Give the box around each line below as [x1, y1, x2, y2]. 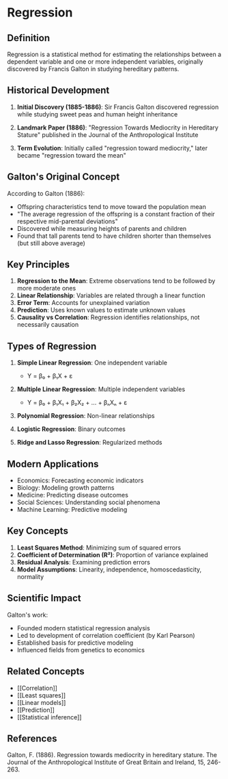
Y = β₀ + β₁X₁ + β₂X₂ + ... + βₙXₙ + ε [27, 399, 128, 407]
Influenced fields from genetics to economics [16, 645, 145, 654]
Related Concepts [7, 666, 85, 678]
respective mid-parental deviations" [16, 217, 118, 225]
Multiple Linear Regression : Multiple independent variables [16, 385, 186, 393]
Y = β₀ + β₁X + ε [27, 372, 73, 380]
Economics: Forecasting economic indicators [16, 476, 144, 484]
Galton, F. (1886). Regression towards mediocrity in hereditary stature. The [7, 751, 217, 759]
